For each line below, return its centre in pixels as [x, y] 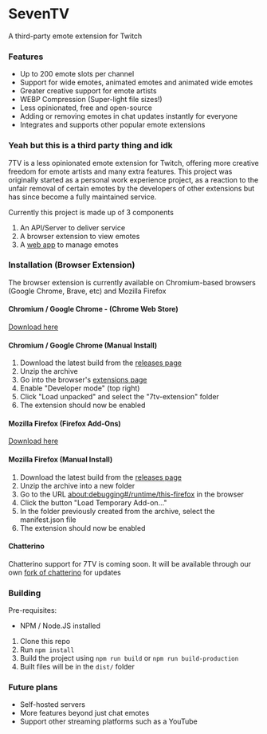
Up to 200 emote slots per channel [77, 74]
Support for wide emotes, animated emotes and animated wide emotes [136, 82]
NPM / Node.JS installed [60, 626]
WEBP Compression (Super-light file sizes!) [91, 100]
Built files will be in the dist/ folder [77, 667]
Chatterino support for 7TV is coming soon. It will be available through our [130, 563]
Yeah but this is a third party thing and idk [90, 146]
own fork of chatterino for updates [65, 572]
